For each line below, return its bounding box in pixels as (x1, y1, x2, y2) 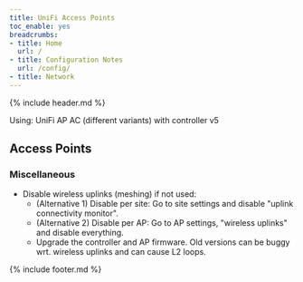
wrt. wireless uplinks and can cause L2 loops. (35, 247, 206, 258)
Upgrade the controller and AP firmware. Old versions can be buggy (35, 237, 290, 248)
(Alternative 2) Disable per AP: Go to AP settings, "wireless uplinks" (35, 218, 288, 229)
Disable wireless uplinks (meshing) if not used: (22, 189, 197, 199)
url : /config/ (17, 64, 71, 73)
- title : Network (9, 73, 75, 82)
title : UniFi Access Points (9, 13, 116, 23)
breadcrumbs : (9, 30, 59, 39)
